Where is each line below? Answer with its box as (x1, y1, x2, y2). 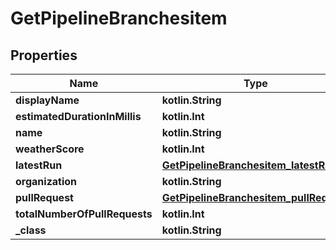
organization (15, 175, 78, 188)
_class (15, 223, 47, 237)
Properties (10, 47, 78, 64)
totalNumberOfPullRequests (15, 207, 153, 221)
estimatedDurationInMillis (15, 110, 142, 123)
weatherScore (15, 142, 85, 156)
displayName (15, 93, 80, 107)
